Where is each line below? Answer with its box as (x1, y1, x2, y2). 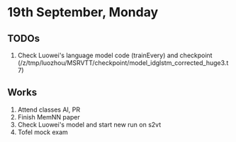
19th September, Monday (7, 4, 159, 20)
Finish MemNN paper (17, 112, 80, 121)
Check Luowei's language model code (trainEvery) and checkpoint (17, 51, 213, 59)
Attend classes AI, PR (17, 105, 81, 114)
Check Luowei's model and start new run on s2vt (17, 120, 162, 129)
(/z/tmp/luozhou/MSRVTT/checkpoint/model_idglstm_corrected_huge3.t (17, 59, 229, 67)
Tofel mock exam (17, 128, 69, 136)
